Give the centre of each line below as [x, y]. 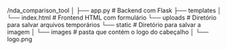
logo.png [20, 39]
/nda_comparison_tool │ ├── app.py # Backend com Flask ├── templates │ [115, 10]
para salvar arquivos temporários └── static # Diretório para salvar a [104, 25]
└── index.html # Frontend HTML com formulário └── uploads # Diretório [112, 18]
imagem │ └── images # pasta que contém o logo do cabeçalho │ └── [108, 32]
